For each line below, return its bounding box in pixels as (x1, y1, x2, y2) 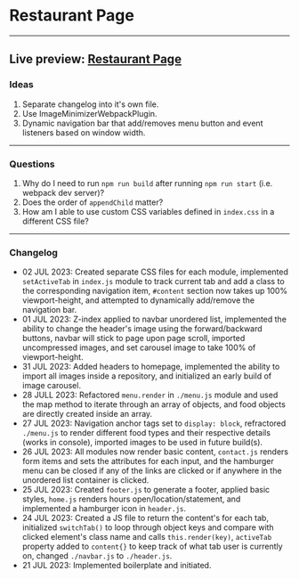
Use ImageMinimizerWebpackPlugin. (21, 108, 158, 118)
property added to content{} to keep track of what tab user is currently (21, 541, 283, 552)
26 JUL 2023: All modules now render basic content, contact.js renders (21, 446, 289, 457)
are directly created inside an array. (21, 409, 153, 420)
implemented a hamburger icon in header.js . (21, 503, 187, 514)
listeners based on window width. (21, 126, 146, 138)
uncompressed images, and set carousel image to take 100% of (21, 342, 256, 353)
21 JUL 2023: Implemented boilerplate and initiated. (21, 560, 212, 571)
